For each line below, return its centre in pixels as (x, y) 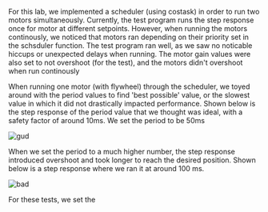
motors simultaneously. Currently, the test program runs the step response (131, 20)
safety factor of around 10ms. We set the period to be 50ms (107, 120)
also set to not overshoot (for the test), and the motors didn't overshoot (126, 62)
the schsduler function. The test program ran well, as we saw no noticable (130, 46)
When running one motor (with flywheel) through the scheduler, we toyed (129, 86)
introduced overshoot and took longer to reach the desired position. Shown (132, 160)
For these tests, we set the (52, 200)
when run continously (44, 71)
